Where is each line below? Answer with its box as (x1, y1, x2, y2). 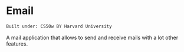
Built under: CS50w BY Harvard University (6, 23, 112, 29)
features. (6, 40, 28, 47)
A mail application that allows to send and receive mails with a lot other (6, 34, 179, 41)
